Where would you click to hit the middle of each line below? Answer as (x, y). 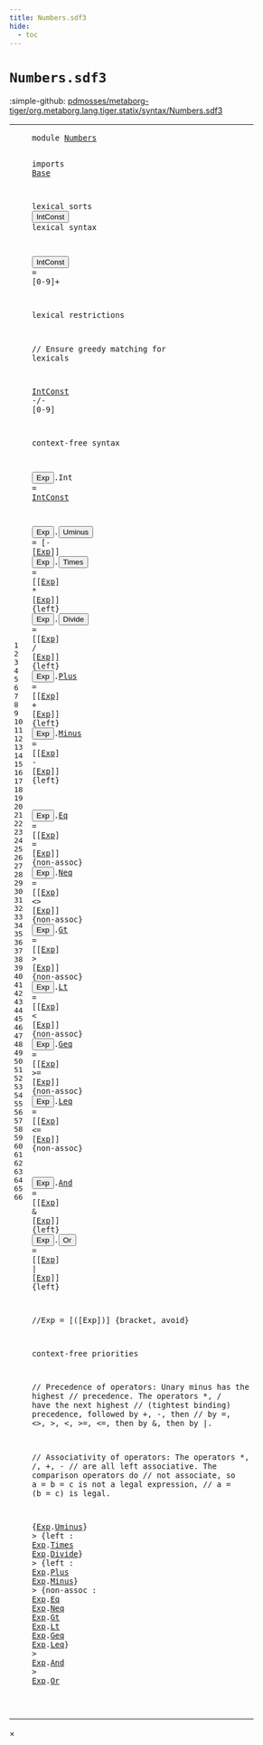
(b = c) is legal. (71, 1493)
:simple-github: (38, 101)
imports (48, 163)
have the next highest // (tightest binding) (131, 1405)
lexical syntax (64, 228)
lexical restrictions (78, 315)
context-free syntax (75, 443)
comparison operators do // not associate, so (133, 1475)
